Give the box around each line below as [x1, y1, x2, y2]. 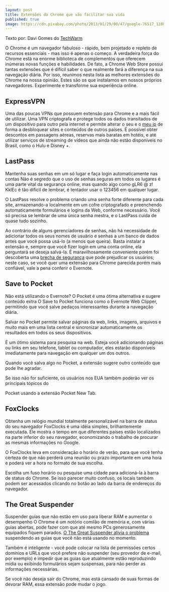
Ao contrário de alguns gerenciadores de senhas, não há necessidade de [5, 227, 157, 233]
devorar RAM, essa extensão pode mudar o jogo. [5, 581, 107, 587]
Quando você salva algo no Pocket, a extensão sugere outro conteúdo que [5, 360, 160, 366]
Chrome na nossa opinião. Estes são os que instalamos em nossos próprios [5, 77, 162, 83]
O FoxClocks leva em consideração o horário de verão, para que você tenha [5, 449, 163, 455]
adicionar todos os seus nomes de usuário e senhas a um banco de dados [5, 233, 159, 239]
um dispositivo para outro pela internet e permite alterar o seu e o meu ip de [5, 121, 163, 127]
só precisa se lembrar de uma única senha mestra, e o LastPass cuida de [5, 212, 157, 218]
